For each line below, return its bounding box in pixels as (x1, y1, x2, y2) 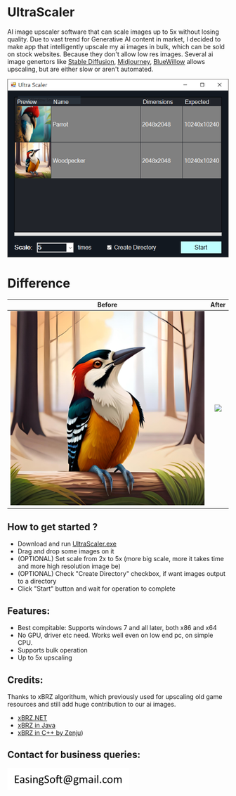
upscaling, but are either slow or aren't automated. (7, 65, 154, 73)
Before (97, 300, 118, 309)
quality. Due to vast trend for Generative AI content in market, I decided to (7, 34, 221, 43)
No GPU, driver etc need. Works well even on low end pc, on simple (17, 631, 214, 640)
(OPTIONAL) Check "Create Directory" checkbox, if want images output (17, 570, 226, 578)
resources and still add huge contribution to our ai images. (7, 700, 176, 708)
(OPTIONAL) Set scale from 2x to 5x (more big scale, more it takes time (17, 555, 225, 563)
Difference (7, 275, 70, 291)
